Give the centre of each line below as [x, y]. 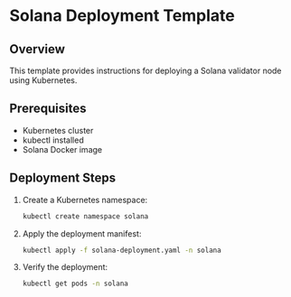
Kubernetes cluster [58, 130]
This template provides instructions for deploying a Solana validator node [145, 70]
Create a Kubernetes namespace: [85, 200]
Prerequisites [48, 109]
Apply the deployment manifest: [82, 233]
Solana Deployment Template [122, 16]
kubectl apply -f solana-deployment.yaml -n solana [122, 250]
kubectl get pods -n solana [75, 284]
